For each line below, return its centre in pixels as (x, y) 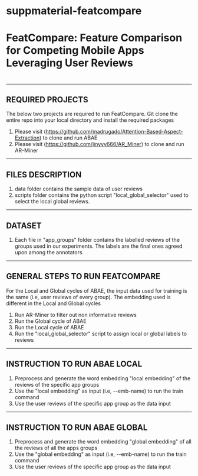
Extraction (27, 138)
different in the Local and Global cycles (54, 303)
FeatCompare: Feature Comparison (94, 38)
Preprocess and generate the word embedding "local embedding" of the (103, 378)
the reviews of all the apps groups (56, 448)
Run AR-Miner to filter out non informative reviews (75, 315)
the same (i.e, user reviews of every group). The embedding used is (88, 297)
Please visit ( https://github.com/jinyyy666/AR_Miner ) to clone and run (99, 144)
